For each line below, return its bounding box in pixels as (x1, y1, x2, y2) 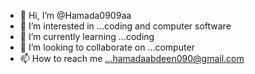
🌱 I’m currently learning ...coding (19, 31, 155, 42)
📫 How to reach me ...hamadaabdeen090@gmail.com (19, 53, 245, 64)
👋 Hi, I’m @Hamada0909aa (19, 10, 132, 21)
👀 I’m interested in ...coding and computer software (19, 20, 232, 32)
